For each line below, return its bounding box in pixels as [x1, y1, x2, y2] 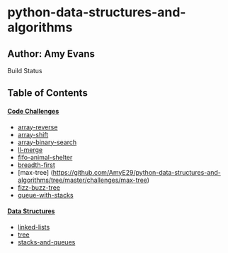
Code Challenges [7, 107, 59, 115]
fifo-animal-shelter [17, 153, 73, 161]
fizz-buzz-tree [17, 183, 60, 192]
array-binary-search [17, 138, 77, 146]
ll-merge [17, 145, 43, 154]
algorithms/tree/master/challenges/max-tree [17, 176, 147, 184]
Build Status [7, 67, 42, 75]
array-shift [17, 130, 49, 139]
